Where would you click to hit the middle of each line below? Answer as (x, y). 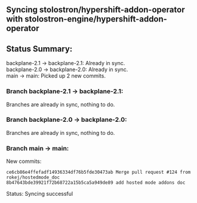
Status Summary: (39, 49)
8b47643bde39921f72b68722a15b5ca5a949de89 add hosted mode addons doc (96, 183)
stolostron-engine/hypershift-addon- (96, 19)
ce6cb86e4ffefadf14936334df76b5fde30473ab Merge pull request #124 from (98, 173)
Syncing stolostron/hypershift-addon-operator (96, 10)
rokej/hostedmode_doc (33, 178)
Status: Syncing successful (40, 194)
